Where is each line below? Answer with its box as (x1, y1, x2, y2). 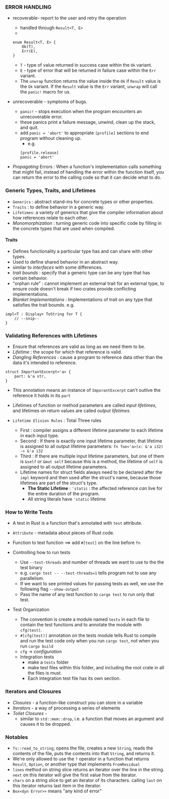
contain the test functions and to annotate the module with (20, 622, 142, 628)
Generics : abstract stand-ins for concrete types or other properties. (12, 198, 154, 205)
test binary (20, 565, 43, 571)
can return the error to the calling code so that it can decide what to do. (12, 174, 161, 180)
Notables (5, 733, 28, 740)
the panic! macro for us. (20, 89, 71, 95)
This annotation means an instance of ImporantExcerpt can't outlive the (12, 387, 161, 393)
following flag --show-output (20, 586, 79, 592)
